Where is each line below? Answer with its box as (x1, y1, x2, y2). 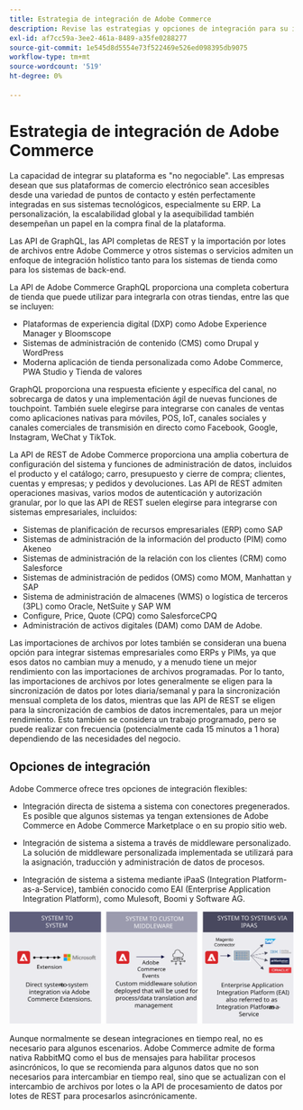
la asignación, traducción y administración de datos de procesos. (22, 857, 265, 867)
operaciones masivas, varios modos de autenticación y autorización (9, 487, 262, 498)
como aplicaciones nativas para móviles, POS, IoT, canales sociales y (9, 412, 268, 423)
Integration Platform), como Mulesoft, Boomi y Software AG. (22, 893, 245, 904)
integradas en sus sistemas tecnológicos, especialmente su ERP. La (9, 198, 262, 209)
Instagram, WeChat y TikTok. (9, 431, 117, 442)
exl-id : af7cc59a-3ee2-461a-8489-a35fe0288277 (9, 33, 188, 42)
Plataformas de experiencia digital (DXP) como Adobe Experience (22, 318, 268, 329)
